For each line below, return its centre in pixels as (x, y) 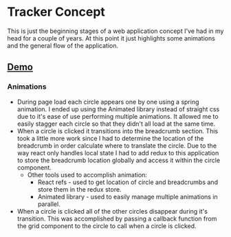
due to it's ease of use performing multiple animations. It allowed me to (118, 116)
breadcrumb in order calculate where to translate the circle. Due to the (117, 146)
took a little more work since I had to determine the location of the (110, 138)
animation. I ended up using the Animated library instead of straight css (118, 109)
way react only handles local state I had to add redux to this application (118, 153)
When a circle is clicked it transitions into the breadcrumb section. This (118, 131)
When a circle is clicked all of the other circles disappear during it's (112, 211)
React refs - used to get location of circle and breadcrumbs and (128, 182)
